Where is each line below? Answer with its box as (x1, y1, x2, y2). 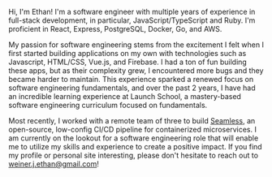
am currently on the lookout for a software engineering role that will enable (8, 133, 259, 143)
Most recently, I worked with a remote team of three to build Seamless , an (8, 116, 256, 125)
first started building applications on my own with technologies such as (8, 49, 247, 58)
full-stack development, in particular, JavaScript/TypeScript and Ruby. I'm (8, 15, 256, 25)
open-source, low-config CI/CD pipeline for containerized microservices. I (8, 125, 257, 134)
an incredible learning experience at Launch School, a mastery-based (8, 92, 242, 101)
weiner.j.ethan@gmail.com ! (8, 159, 99, 169)
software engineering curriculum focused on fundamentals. (8, 101, 208, 110)
